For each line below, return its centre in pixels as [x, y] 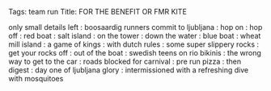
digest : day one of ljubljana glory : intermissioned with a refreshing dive [129, 70]
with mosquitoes [36, 79]
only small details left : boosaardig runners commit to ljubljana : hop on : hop [135, 27]
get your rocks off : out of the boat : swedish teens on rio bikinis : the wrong [135, 53]
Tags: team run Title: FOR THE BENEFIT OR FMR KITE [98, 12]
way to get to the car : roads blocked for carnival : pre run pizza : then [125, 61]
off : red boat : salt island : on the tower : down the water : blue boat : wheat [135, 36]
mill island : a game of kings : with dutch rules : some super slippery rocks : [134, 44]
